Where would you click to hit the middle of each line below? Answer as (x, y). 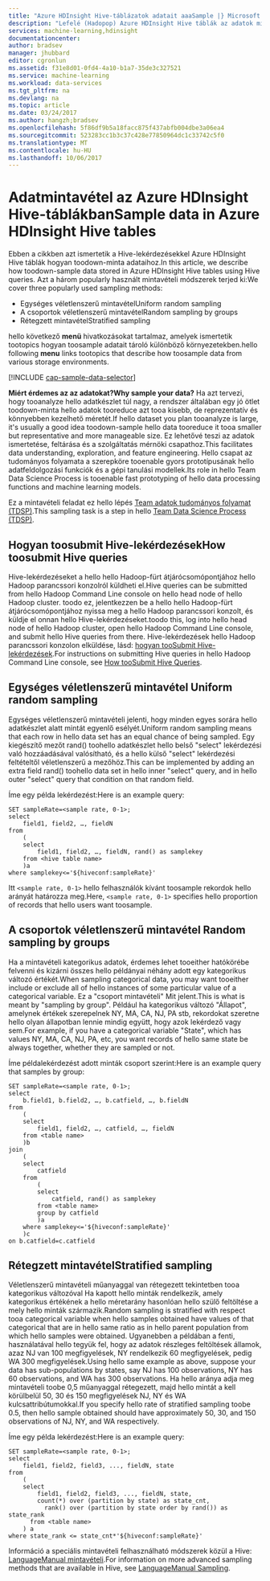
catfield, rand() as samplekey (104, 1198)
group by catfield (68, 1213)
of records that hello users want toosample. (80, 904)
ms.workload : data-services (55, 83)
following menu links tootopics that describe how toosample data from (125, 354)
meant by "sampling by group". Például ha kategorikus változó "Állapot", (127, 1005)
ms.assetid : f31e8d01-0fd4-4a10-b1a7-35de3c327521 (95, 68)
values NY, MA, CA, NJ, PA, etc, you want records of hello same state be (129, 1038)
